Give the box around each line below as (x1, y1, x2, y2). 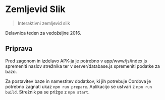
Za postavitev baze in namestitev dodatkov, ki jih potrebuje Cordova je (5, 78, 151, 84)
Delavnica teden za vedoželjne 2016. (5, 30, 82, 36)
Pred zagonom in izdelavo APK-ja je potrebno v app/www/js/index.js (5, 58, 147, 64)
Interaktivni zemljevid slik (17, 20, 70, 26)
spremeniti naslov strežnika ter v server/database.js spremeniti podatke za (5, 63, 160, 69)
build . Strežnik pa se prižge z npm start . (5, 89, 90, 95)
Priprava (5, 44, 33, 53)
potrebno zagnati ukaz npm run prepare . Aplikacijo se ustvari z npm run (5, 83, 152, 89)
